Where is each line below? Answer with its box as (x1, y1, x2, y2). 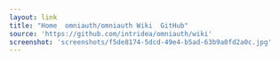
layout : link (9, 12, 58, 22)
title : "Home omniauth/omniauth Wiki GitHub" (9, 21, 189, 30)
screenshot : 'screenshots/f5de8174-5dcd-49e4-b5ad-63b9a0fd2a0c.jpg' (9, 37, 273, 47)
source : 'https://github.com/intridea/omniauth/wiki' (9, 29, 213, 38)
